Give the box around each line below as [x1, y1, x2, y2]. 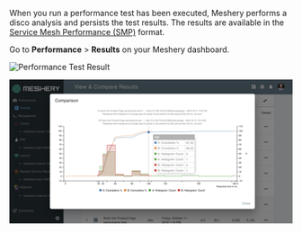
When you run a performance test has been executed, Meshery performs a [9, 8, 288, 18]
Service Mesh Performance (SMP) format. [9, 27, 165, 37]
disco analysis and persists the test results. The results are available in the [9, 17, 285, 28]
